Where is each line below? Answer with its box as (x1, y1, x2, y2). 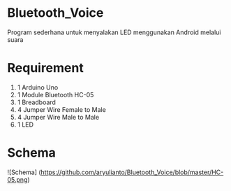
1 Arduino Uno (17, 83, 59, 92)
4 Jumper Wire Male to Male (17, 113, 100, 121)
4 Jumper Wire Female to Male (17, 105, 106, 113)
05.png (7, 175, 28, 183)
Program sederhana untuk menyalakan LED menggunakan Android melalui (7, 28, 221, 36)
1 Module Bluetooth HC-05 (17, 90, 94, 99)
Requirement (7, 60, 84, 76)
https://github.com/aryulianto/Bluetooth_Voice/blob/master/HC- (40, 168, 224, 176)
